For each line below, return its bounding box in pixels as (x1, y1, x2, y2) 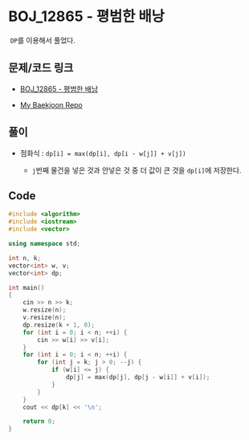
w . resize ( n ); (22, 306, 67, 314)
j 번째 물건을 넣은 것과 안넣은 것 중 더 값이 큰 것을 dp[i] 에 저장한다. (31, 165, 242, 175)
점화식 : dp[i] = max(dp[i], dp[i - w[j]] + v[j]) (19, 148, 186, 157)
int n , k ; (8, 254, 42, 262)
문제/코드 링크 (8, 61, 74, 75)
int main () (8, 283, 45, 291)
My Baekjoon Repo (19, 100, 83, 109)
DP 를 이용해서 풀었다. (10, 35, 76, 45)
